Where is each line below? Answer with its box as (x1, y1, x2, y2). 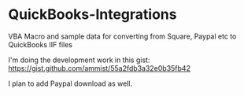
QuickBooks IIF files (8, 39, 73, 49)
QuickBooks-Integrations (8, 6, 177, 24)
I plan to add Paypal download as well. (8, 79, 132, 88)
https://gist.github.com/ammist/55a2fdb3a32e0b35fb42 (8, 63, 191, 72)
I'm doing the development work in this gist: (8, 55, 150, 65)
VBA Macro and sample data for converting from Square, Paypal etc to (8, 31, 237, 41)
